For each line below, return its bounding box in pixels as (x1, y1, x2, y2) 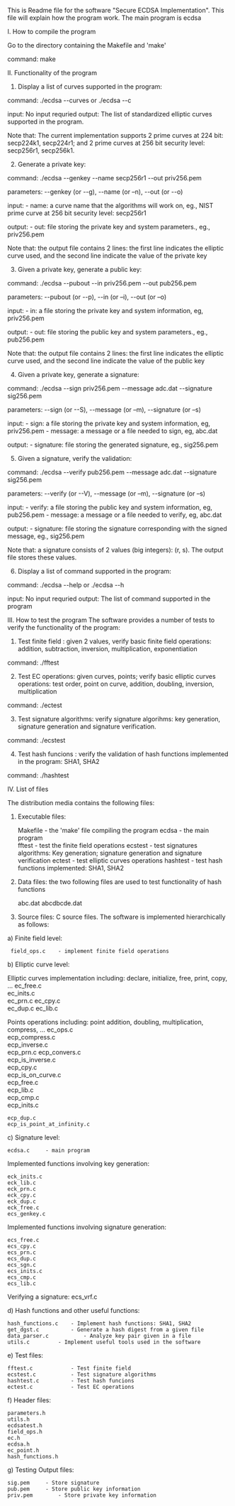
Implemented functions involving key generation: (7, 1159, 150, 1167)
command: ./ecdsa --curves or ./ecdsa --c (7, 96, 132, 104)
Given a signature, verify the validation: (17, 454, 132, 462)
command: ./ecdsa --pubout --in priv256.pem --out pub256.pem (7, 279, 197, 287)
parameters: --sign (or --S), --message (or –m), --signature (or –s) (7, 405, 202, 414)
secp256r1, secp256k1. (7, 146, 75, 155)
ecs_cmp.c (7, 1274, 37, 1281)
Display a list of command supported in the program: (17, 567, 172, 575)
